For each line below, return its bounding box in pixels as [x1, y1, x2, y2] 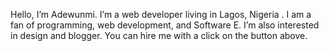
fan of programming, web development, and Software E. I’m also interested [10, 19, 320, 31]
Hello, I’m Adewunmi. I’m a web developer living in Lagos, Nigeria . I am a [10, 9, 312, 20]
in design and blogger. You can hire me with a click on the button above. [10, 30, 308, 41]
